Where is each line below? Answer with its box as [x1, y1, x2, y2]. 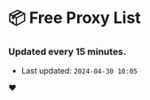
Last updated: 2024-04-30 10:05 [20, 65, 138, 76]
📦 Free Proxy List [8, 8, 141, 28]
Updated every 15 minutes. [8, 46, 127, 58]
